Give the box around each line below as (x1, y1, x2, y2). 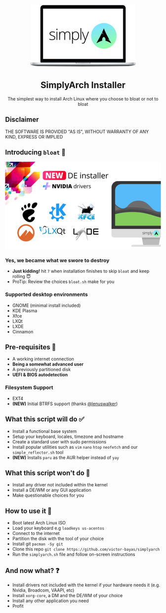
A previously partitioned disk (12, 367, 71, 373)
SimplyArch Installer (40, 80, 126, 91)
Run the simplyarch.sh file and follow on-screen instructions (12, 552, 135, 558)
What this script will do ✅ (5, 415, 85, 424)
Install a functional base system (12, 428, 77, 434)
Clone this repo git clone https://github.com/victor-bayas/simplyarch (12, 546, 160, 552)
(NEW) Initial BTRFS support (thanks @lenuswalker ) (12, 401, 118, 407)
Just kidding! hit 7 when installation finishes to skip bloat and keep (12, 268, 150, 274)
